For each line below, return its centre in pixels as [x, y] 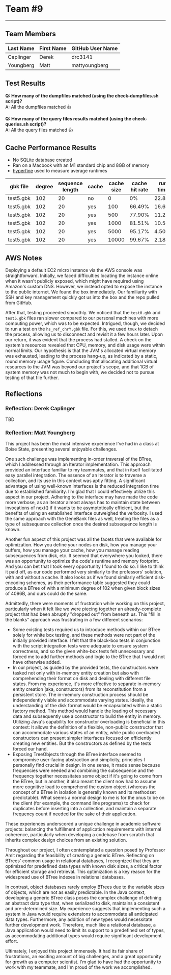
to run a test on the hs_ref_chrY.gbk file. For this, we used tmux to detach [82, 329]
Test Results [25, 83]
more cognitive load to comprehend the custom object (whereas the [84, 787]
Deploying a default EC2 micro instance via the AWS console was [74, 270]
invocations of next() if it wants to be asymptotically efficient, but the [77, 508]
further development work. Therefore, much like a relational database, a [81, 925]
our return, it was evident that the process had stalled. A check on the [78, 340]
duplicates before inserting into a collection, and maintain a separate [84, 809]
